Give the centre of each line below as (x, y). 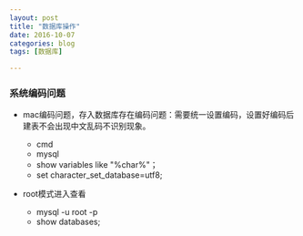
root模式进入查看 (54, 194)
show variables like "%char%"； (97, 165)
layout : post (34, 18)
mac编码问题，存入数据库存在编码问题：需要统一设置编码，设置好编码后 (158, 115)
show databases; (68, 222)
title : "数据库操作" (45, 26)
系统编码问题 (38, 94)
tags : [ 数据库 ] (36, 52)
